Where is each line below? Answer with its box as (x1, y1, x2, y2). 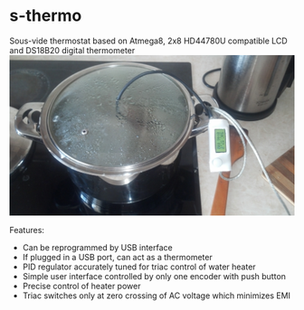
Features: (9, 224, 45, 235)
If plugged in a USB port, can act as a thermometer (22, 251, 213, 262)
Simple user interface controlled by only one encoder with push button (22, 270, 287, 281)
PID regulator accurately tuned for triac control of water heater (22, 261, 256, 272)
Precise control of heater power (22, 280, 141, 291)
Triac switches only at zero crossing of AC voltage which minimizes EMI (22, 290, 291, 301)
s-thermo (9, 5, 82, 26)
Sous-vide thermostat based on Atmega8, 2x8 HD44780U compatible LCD (9, 35, 288, 46)
